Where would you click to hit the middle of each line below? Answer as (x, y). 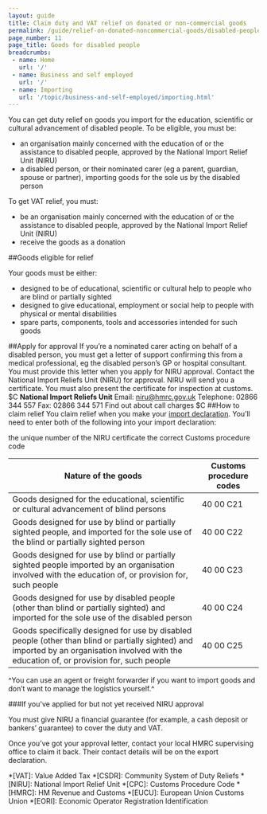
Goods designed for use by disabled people (94, 598)
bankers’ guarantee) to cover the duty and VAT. (86, 728)
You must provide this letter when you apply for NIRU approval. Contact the (132, 372)
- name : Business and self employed (72, 75)
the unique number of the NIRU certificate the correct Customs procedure (129, 438)
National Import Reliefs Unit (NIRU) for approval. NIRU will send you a (122, 380)
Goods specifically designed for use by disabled (102, 631)
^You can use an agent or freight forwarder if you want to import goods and (132, 680)
